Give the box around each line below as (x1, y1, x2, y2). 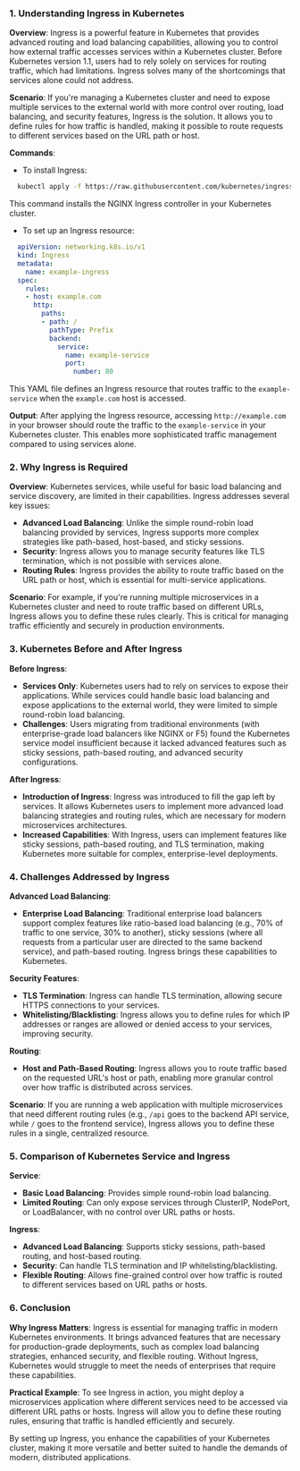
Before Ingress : (9, 663, 68, 673)
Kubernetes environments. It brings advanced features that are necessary (9, 1332, 281, 1342)
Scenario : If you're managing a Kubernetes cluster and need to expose (9, 92, 271, 103)
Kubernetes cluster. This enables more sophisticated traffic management (9, 429, 278, 440)
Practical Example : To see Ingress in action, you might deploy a (9, 1387, 245, 1398)
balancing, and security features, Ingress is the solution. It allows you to (9, 111, 273, 123)
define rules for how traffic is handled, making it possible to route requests (9, 121, 284, 131)
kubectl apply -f (17, 182, 82, 191)
